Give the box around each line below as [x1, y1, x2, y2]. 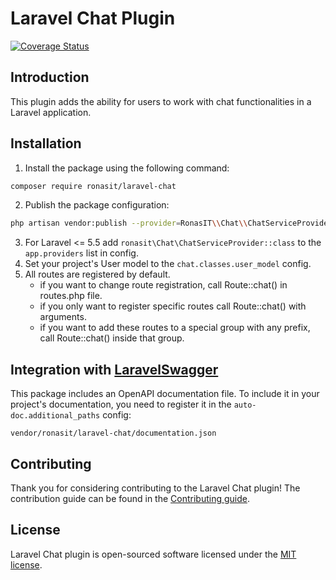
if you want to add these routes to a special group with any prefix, [39, 322, 311, 334]
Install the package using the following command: [24, 162, 230, 174]
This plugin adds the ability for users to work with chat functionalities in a [10, 95, 312, 107]
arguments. [39, 311, 87, 323]
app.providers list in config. [24, 247, 139, 259]
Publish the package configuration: [24, 199, 170, 211]
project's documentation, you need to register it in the [10, 398, 232, 411]
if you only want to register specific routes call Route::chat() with [39, 300, 307, 312]
